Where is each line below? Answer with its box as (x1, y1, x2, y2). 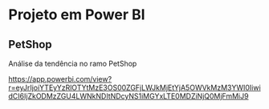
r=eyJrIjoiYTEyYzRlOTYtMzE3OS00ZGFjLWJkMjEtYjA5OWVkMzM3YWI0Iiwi (8, 83, 261, 92)
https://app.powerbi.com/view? (8, 75, 112, 83)
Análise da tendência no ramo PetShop (8, 59, 137, 68)
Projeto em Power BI (8, 6, 146, 24)
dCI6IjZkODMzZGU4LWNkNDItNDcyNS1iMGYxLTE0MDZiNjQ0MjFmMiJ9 (8, 91, 249, 101)
